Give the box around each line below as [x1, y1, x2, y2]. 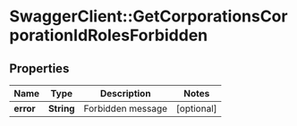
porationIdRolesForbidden [9, 25, 208, 46]
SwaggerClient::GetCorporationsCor [9, 6, 288, 27]
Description [99, 88, 151, 99]
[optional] [175, 103, 217, 114]
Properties [9, 61, 70, 76]
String [47, 103, 75, 114]
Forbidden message [83, 103, 168, 114]
